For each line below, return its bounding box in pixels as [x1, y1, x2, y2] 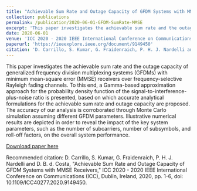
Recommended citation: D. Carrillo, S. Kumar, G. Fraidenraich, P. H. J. [6, 154, 173, 161]
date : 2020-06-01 [6, 30, 49, 36]
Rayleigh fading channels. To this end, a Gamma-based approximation [6, 81, 176, 88]
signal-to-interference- [131, 87, 187, 94]
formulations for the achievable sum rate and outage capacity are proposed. [6, 100, 191, 107]
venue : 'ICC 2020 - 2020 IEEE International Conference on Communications [6, 36, 193, 42]
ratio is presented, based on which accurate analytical [33, 94, 164, 101]
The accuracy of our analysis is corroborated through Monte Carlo [6, 106, 167, 113]
